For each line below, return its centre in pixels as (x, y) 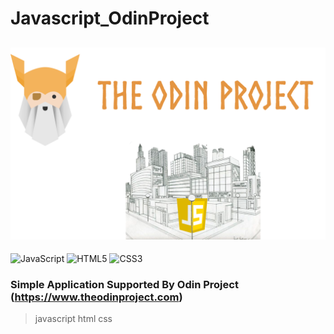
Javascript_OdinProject (110, 18)
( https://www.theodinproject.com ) (96, 297)
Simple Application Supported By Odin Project (124, 285)
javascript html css (73, 319)
